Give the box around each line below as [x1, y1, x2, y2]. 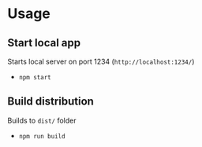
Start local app [7, 36, 81, 50]
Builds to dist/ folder [7, 116, 77, 125]
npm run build [18, 132, 65, 140]
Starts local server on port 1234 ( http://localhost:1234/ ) [7, 57, 195, 66]
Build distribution [7, 95, 94, 108]
